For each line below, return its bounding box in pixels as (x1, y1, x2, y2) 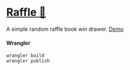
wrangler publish (6, 58, 50, 64)
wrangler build (6, 52, 45, 59)
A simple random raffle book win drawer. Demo (6, 25, 124, 33)
